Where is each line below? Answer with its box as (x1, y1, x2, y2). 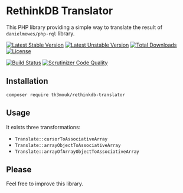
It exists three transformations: (6, 123, 81, 130)
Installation (6, 76, 48, 86)
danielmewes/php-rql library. (6, 30, 75, 37)
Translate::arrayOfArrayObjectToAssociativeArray (14, 149, 140, 155)
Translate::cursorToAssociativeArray (14, 136, 108, 142)
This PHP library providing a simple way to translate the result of (6, 24, 163, 31)
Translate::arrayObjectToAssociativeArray (14, 142, 121, 148)
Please (6, 164, 32, 175)
